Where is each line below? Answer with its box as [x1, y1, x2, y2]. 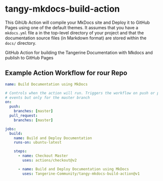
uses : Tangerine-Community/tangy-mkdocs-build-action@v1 [22, 171, 140, 176]
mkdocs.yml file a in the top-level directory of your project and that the [5, 30, 144, 36]
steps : [14, 149, 27, 154]
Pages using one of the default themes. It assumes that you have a [5, 24, 138, 30]
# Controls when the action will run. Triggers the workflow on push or [5, 90, 155, 95]
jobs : [5, 127, 16, 131]
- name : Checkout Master [17, 153, 68, 159]
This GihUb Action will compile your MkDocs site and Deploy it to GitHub [5, 19, 150, 25]
